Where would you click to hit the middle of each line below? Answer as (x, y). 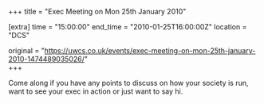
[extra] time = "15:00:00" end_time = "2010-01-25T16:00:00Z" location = (128, 27)
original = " (27, 50)
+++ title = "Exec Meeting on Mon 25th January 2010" (97, 12)
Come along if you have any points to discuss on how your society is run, (128, 83)
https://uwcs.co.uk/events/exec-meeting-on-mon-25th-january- (150, 50)
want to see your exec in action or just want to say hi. (96, 91)
